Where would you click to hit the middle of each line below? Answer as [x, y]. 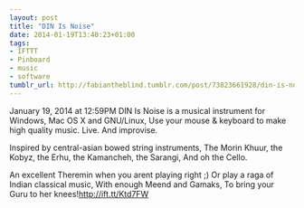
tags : [19, 43]
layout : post [34, 18]
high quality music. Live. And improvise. [84, 130]
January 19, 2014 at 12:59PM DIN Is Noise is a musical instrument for [138, 110]
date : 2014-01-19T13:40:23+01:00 [72, 34]
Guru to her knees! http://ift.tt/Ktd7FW [79, 194]
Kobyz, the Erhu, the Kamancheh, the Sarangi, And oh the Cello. [128, 157]
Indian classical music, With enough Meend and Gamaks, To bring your [142, 184]
